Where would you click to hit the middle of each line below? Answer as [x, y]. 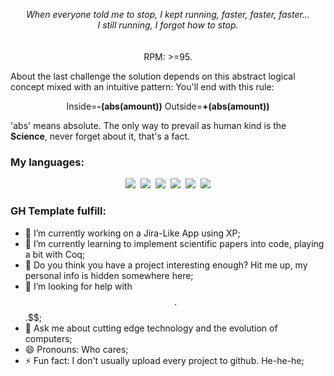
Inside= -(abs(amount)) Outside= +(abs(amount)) [168, 106]
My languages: [47, 162]
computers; [48, 338]
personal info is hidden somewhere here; [109, 275]
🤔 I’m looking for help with [78, 286]
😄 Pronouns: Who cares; [76, 349]
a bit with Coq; [55, 254]
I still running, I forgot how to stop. [168, 25]
